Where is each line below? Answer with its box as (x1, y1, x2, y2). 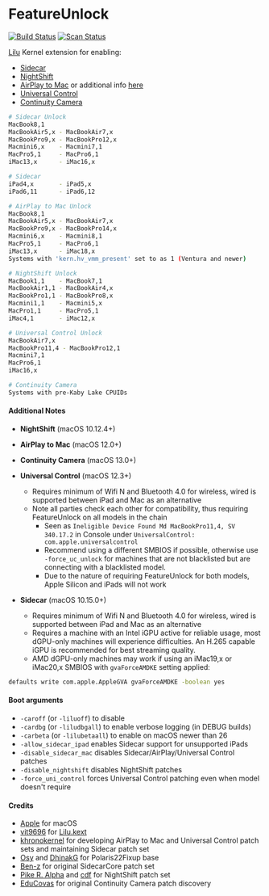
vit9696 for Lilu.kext (19, 827, 87, 837)
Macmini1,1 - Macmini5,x (8, 300, 103, 308)
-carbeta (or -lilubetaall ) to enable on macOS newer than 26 (19, 730, 228, 740)
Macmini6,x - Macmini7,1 (8, 143, 103, 151)
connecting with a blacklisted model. (43, 562, 167, 572)
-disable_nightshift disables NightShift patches (19, 765, 183, 775)
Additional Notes (8, 406, 66, 416)
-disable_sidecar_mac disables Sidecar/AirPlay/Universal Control (19, 748, 235, 758)
